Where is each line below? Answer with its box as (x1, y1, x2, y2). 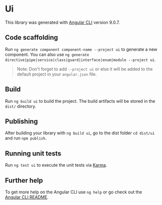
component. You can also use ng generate (5, 51, 89, 57)
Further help (5, 176, 44, 185)
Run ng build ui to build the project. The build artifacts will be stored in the (5, 98, 156, 104)
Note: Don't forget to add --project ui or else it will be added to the (16, 66, 153, 72)
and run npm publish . (5, 135, 47, 141)
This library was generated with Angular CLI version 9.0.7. (5, 19, 120, 25)
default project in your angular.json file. (16, 71, 97, 77)
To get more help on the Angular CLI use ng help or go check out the (5, 189, 142, 195)
